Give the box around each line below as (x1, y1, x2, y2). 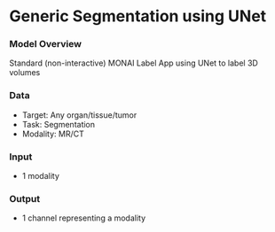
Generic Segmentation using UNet (9, 6, 267, 27)
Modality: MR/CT (21, 128, 84, 139)
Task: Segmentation (21, 119, 96, 129)
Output (9, 193, 41, 205)
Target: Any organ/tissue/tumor (21, 109, 137, 120)
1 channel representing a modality (21, 213, 146, 223)
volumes (9, 67, 41, 78)
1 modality (21, 171, 60, 182)
